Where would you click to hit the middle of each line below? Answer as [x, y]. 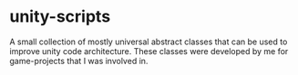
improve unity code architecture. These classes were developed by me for [149, 51]
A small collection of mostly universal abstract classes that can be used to [149, 42]
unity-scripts [60, 17]
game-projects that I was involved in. [79, 61]
